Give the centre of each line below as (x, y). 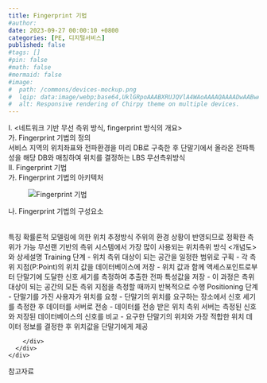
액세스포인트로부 (232, 267)
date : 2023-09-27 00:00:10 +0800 (64, 30)
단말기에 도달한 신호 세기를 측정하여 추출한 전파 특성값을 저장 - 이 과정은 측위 (135, 277)
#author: (23, 23)
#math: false (30, 68)
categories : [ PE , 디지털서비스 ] (57, 38)
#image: (21, 82)
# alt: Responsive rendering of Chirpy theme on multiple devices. (124, 104)
